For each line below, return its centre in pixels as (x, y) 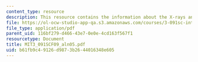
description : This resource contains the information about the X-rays (96, 17)
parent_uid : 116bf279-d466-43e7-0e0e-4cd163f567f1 (70, 34)
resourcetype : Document (35, 39)
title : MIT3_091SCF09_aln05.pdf (46, 45)
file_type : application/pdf (41, 28)
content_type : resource (35, 12)
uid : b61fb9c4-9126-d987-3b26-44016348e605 (60, 50)
